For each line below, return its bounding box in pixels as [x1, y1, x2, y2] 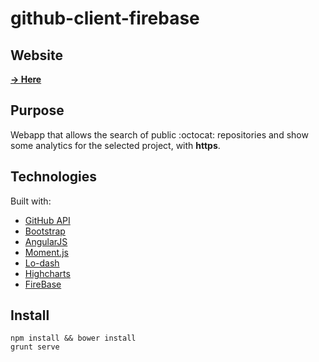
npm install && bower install [10, 333, 137, 344]
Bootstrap [24, 225, 66, 237]
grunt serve [10, 342, 60, 352]
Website [10, 47, 63, 64]
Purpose [10, 102, 65, 119]
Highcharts [24, 267, 71, 279]
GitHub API [24, 214, 71, 226]
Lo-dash [24, 257, 60, 269]
